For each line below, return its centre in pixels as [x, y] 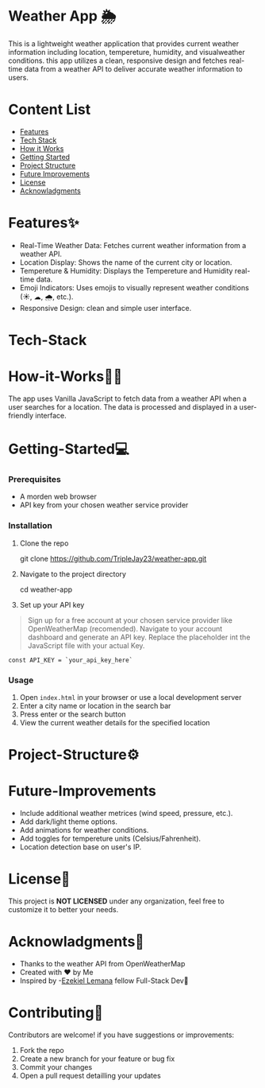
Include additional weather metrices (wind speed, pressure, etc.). [126, 814]
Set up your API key [52, 604]
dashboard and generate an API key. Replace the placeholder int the [139, 637]
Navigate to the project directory [73, 573]
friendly [21, 415]
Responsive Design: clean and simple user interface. [106, 308]
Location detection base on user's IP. [81, 847]
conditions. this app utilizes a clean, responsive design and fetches [118, 60]
